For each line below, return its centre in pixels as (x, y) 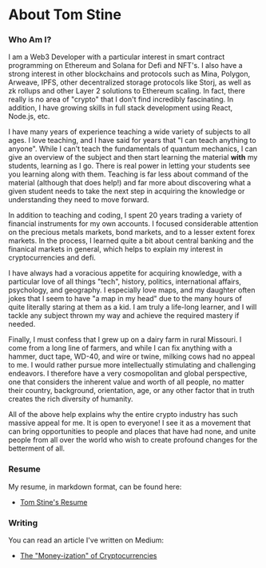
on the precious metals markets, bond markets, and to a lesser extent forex (132, 232)
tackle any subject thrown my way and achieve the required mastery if (124, 316)
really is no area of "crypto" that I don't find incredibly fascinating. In (121, 99)
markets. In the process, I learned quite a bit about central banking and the (131, 240)
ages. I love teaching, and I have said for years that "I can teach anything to (133, 141)
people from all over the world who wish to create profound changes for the (133, 440)
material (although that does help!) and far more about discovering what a (130, 183)
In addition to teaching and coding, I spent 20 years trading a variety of (125, 215)
